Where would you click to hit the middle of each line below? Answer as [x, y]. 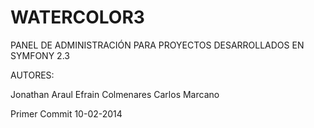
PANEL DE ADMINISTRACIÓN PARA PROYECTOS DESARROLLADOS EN [157, 45]
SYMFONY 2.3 [40, 55]
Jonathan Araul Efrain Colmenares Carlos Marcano [115, 94]
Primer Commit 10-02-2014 [66, 113]
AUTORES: [32, 75]
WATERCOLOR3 [77, 17]
